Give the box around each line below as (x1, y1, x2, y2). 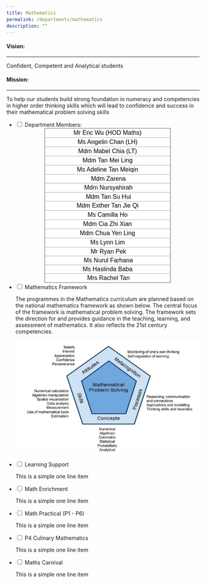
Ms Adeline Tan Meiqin (77, 166, 139, 173)
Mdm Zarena (91, 175, 126, 182)
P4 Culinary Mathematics (24, 534, 89, 542)
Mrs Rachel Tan (86, 274, 130, 281)
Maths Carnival (24, 559, 63, 566)
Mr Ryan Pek (90, 248, 127, 255)
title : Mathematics (6, 10, 56, 16)
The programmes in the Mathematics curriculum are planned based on (15, 295, 194, 303)
